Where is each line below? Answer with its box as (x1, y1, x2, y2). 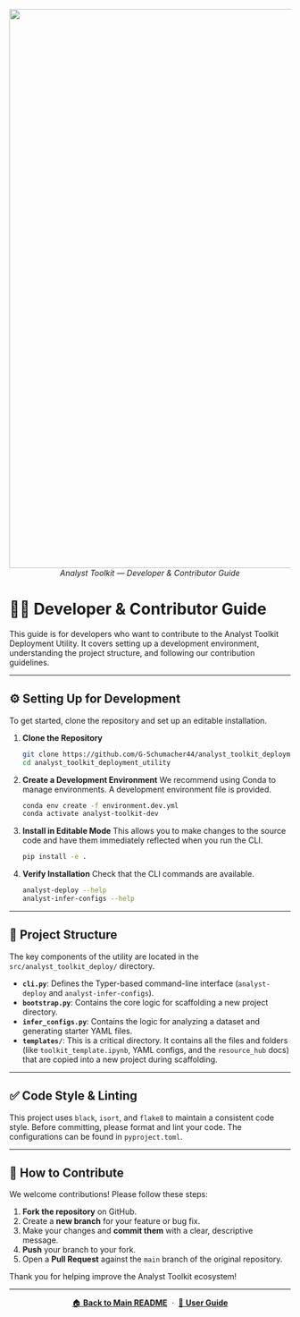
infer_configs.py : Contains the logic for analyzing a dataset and (21, 1015, 261, 1026)
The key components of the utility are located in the (9, 951, 199, 962)
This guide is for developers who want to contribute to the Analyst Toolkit (9, 628, 279, 639)
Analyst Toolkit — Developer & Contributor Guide (59, 568, 241, 578)
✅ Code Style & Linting (9, 1088, 138, 1104)
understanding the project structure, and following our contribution (9, 647, 255, 658)
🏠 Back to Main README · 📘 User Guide (71, 1297, 229, 1308)
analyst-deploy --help (21, 886, 107, 895)
